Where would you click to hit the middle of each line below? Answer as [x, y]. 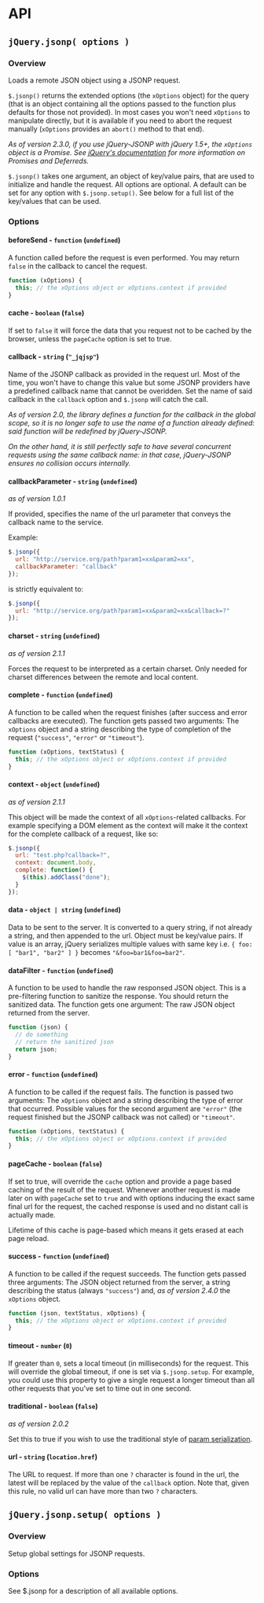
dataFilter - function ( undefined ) [61, 970]
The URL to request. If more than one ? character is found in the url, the [124, 1474]
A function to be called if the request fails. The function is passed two [121, 1092]
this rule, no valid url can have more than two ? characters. [103, 1491]
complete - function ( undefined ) [60, 695]
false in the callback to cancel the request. [78, 266]
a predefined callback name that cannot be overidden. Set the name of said [130, 391]
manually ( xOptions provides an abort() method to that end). [106, 129]
